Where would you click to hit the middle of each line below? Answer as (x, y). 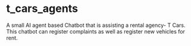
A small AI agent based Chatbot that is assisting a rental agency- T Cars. (96, 25)
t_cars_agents (42, 9)
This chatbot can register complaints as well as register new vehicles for (95, 31)
